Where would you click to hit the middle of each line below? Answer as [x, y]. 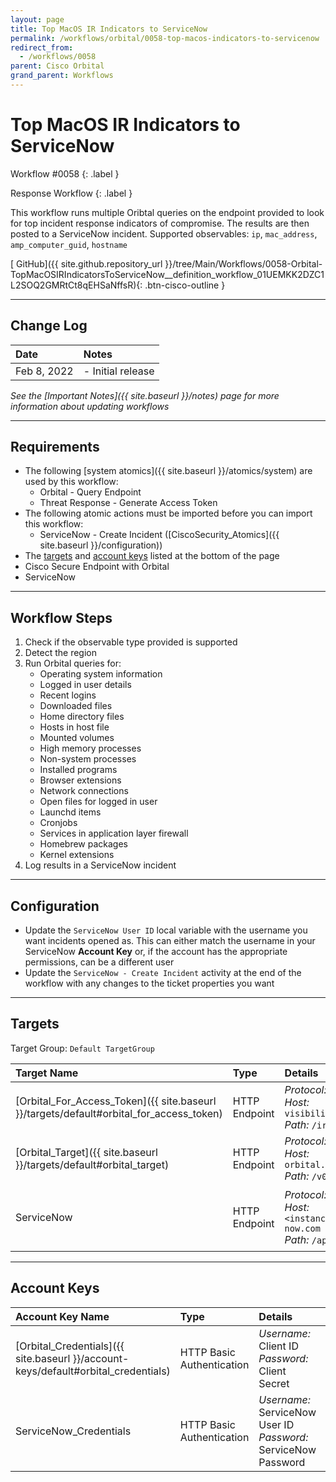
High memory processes [90, 748]
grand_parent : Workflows [62, 76]
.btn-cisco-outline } [185, 285]
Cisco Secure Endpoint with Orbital [97, 567]
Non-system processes [88, 759]
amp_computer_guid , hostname [69, 244]
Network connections [84, 791]
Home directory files [82, 717]
